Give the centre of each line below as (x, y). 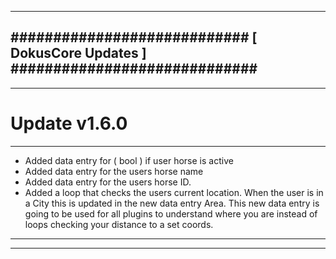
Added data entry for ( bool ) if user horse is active (129, 160)
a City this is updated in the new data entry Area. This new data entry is (172, 203)
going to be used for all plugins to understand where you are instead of (171, 213)
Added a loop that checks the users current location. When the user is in (174, 192)
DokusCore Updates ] (78, 53)
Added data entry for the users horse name (114, 171)
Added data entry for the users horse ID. (108, 182)
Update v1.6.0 (69, 123)
